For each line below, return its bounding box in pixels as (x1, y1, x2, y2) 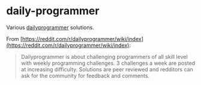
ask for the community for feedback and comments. (20, 72, 150, 79)
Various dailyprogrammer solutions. (6, 24, 94, 31)
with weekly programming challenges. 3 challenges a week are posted (20, 59, 196, 67)
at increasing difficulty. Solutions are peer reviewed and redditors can (20, 65, 193, 73)
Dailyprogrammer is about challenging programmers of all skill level (20, 53, 188, 60)
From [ (6, 35, 23, 42)
